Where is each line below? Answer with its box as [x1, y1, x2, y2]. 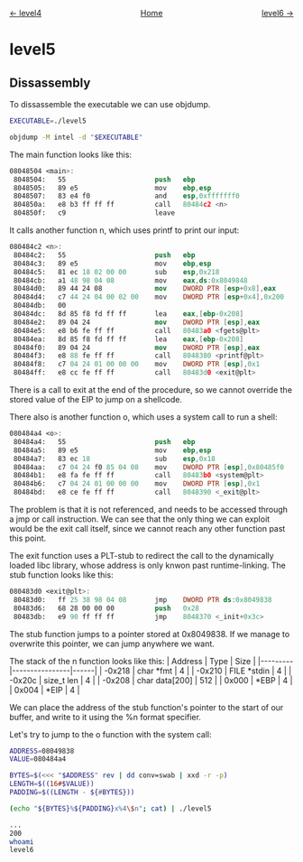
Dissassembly [9, 75, 91, 90]
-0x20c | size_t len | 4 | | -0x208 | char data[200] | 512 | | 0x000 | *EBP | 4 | [9, 674, 293, 685]
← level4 [9, 8, 42, 18]
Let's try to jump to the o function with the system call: [9, 728, 212, 739]
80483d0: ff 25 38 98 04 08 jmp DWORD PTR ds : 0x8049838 [13, 595, 272, 604]
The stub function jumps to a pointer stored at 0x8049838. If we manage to [9, 628, 290, 639]
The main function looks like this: [9, 149, 133, 160]
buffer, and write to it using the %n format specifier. [9, 711, 201, 722]
